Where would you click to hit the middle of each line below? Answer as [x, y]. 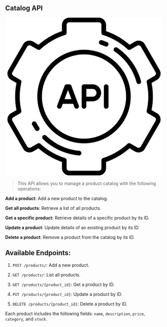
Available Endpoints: [38, 253]
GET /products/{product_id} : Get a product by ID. [63, 284]
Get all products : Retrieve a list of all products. [53, 208]
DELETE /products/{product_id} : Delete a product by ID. [70, 304]
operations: [29, 189]
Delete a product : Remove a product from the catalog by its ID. [70, 237]
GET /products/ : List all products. [46, 274]
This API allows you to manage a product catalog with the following [86, 183]
